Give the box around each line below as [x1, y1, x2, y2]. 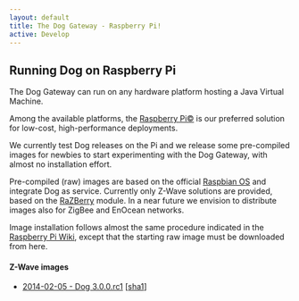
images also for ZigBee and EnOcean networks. [9, 205, 185, 215]
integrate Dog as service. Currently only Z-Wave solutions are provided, [9, 186, 273, 196]
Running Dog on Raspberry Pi [9, 63, 177, 78]
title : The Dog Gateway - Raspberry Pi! [9, 21, 162, 30]
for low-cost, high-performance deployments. [9, 122, 179, 134]
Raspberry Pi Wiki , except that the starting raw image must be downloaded [9, 231, 285, 242]
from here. [9, 241, 48, 252]
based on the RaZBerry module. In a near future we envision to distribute [9, 196, 277, 206]
